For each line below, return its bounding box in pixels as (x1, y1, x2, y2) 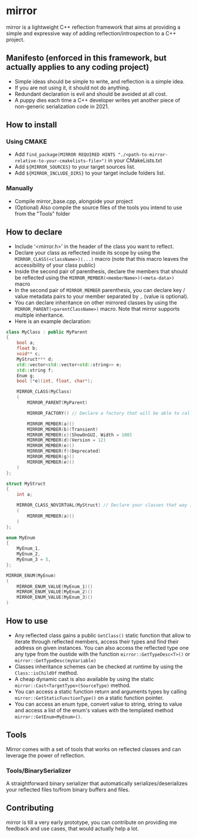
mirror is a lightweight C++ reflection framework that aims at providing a (6, 24, 181, 31)
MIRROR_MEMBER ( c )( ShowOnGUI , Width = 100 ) (27, 432, 133, 438)
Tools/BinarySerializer (6, 766, 72, 775)
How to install (6, 120, 57, 130)
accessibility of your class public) (14, 262, 96, 269)
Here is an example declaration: (14, 317, 91, 324)
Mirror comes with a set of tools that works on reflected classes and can (6, 745, 181, 753)
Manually (6, 184, 33, 192)
